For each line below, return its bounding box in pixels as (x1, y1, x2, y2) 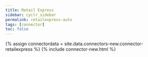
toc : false (5, 27, 29, 32)
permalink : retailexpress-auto (5, 17, 72, 22)
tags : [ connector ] (5, 22, 45, 27)
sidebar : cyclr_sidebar (5, 12, 57, 17)
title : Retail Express (5, 7, 54, 13)
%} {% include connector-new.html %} (33, 46, 116, 52)
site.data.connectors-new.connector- (64, 41, 143, 47)
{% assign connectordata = (5, 41, 63, 47)
